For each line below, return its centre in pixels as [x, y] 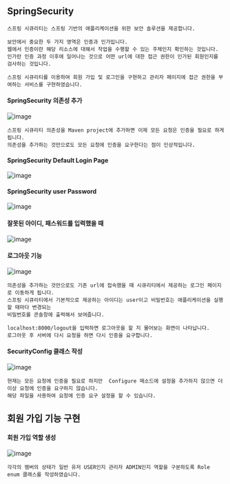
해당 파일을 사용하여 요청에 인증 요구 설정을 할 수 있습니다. [82, 396]
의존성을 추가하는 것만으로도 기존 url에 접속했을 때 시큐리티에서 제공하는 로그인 [106, 285]
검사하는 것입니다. [29, 64]
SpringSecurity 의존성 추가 [45, 101]
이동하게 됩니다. [34, 292]
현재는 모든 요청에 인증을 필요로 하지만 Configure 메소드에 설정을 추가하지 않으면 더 [115, 381]
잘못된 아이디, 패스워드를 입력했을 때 [55, 223]
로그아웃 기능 [25, 256]
